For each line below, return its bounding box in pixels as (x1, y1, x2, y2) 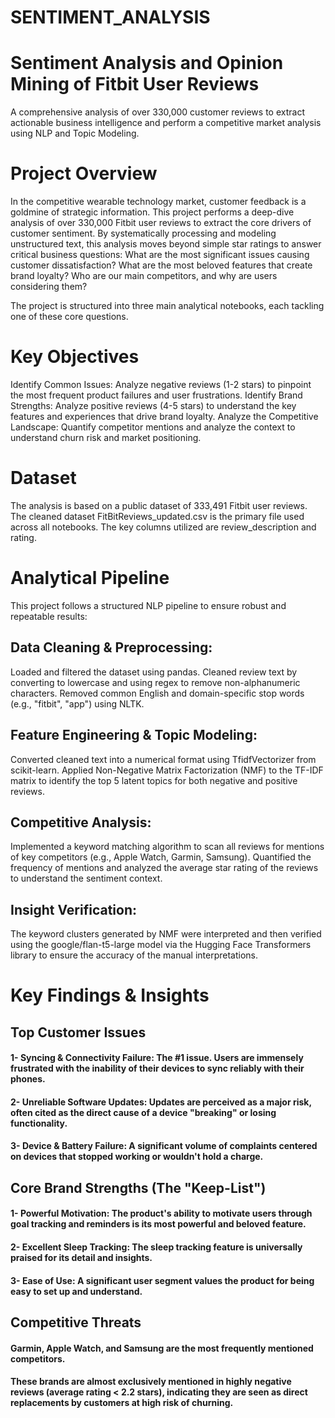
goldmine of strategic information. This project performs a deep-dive (10, 206, 295, 218)
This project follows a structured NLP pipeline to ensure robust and (10, 599, 287, 611)
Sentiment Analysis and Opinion (10, 52, 284, 75)
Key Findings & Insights (10, 984, 210, 1007)
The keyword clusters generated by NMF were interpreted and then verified (10, 928, 322, 940)
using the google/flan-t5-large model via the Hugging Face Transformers (10, 939, 312, 951)
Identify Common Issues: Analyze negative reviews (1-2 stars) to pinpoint (10, 379, 312, 390)
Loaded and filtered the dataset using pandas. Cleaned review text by (10, 666, 298, 678)
